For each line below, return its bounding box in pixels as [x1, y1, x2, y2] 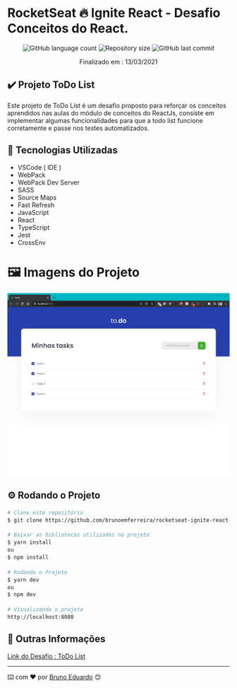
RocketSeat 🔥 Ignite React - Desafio [7, 5, 221, 21]
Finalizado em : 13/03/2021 [79, 57, 158, 66]
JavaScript [17, 208, 49, 216]
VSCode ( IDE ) [17, 163, 62, 171]
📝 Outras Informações [7, 633, 106, 645]
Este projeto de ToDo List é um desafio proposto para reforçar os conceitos [7, 101, 227, 110]
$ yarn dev [7, 576, 39, 583]
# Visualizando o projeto [7, 606, 83, 613]
